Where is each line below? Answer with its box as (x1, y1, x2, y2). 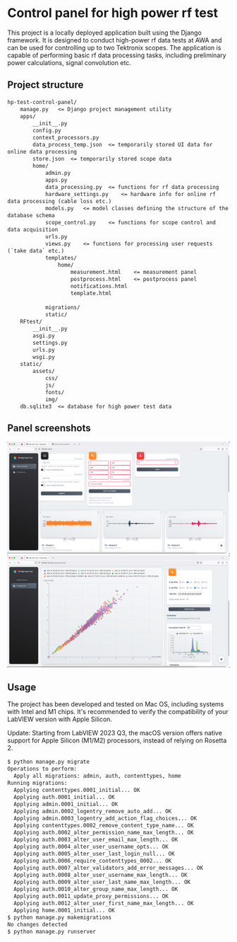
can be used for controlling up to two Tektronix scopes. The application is (7, 43, 221, 52)
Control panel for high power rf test (7, 5, 219, 21)
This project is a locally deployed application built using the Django (7, 28, 202, 37)
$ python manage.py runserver (7, 929, 97, 936)
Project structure (7, 79, 84, 91)
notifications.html (70, 282, 128, 289)
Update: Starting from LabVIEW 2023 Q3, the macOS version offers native (7, 729, 222, 737)
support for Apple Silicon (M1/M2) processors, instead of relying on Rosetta (7, 736, 227, 745)
